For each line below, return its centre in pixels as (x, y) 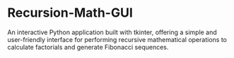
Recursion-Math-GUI (70, 13)
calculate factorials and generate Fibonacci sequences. (88, 47)
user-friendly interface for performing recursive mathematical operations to (117, 39)
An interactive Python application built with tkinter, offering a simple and (112, 32)
